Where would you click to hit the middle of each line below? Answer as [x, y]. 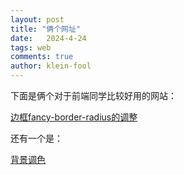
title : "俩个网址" [46, 29]
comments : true [42, 57]
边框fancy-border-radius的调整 [74, 117]
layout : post [37, 19]
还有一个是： [36, 138]
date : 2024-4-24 [48, 38]
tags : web [31, 47]
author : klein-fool [51, 66]
